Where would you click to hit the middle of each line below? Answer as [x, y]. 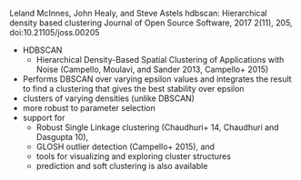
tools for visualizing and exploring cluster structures [134, 156]
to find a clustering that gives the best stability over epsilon [133, 89]
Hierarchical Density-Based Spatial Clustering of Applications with [160, 60]
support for [44, 118]
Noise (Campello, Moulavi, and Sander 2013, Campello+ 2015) [152, 69]
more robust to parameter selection [89, 108]
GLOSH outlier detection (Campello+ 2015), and [125, 146]
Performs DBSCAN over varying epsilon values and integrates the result [157, 79]
